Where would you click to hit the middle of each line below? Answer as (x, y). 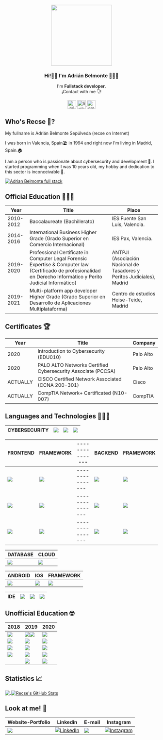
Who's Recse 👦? (30, 121)
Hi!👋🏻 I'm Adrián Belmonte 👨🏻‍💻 (81, 75)
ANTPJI (121, 252)
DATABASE (21, 554)
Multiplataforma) (49, 309)
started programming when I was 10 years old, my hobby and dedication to (80, 167)
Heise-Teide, (127, 300)
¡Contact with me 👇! (81, 92)
